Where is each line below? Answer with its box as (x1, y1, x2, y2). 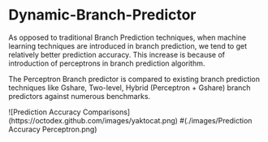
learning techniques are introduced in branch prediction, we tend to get (8, 41, 248, 50)
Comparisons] (82, 107, 131, 117)
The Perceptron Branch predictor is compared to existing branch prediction (8, 74, 261, 84)
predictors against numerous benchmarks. (8, 91, 151, 101)
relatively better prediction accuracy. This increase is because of (8, 49, 226, 59)
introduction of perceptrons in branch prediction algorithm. (8, 58, 205, 68)
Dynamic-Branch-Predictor (8, 6, 197, 24)
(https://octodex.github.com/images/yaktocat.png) (8, 115, 179, 125)
